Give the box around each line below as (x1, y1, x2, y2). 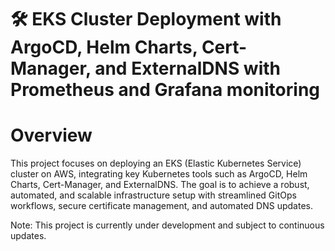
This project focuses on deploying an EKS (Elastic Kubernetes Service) (10, 157, 302, 170)
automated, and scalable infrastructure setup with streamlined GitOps (10, 189, 297, 201)
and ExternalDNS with (94, 57, 282, 80)
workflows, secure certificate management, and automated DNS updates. (10, 200, 313, 212)
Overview (10, 124, 93, 147)
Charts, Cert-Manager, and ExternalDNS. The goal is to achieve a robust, (10, 179, 310, 191)
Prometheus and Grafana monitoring (10, 79, 321, 101)
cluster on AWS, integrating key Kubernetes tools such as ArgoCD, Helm (10, 168, 308, 180)
